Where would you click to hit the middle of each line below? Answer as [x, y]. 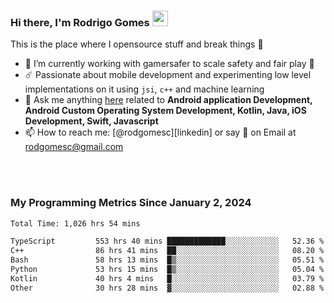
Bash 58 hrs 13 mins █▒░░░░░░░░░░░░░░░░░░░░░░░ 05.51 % [167, 260]
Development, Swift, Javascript [91, 121]
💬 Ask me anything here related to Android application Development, [168, 100]
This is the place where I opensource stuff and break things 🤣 [137, 44]
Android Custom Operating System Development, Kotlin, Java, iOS [165, 111]
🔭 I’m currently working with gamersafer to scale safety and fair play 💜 [169, 64]
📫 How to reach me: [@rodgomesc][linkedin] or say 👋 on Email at [160, 132]
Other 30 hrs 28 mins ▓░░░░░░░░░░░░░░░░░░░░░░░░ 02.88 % [167, 288]
